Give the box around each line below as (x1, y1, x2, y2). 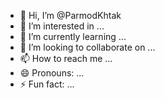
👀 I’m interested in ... (19, 20, 105, 32)
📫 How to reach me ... (19, 53, 113, 64)
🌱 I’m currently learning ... (19, 31, 127, 42)
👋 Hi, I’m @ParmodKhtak (19, 10, 122, 21)
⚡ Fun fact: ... (19, 78, 75, 90)
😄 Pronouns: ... (19, 67, 85, 79)
